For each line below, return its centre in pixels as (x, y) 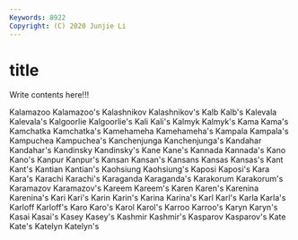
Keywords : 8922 (38, 17)
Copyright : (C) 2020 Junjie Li (68, 26)
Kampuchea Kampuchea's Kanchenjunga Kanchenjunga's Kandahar (136, 141)
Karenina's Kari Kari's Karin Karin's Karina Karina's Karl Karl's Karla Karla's (148, 198)
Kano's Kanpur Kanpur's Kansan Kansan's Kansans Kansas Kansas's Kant (146, 160)
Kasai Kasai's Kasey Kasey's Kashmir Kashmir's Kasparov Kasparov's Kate (148, 217)
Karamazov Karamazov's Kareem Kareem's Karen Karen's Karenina (134, 188)
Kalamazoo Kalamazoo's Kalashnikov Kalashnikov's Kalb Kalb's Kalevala (143, 112)
